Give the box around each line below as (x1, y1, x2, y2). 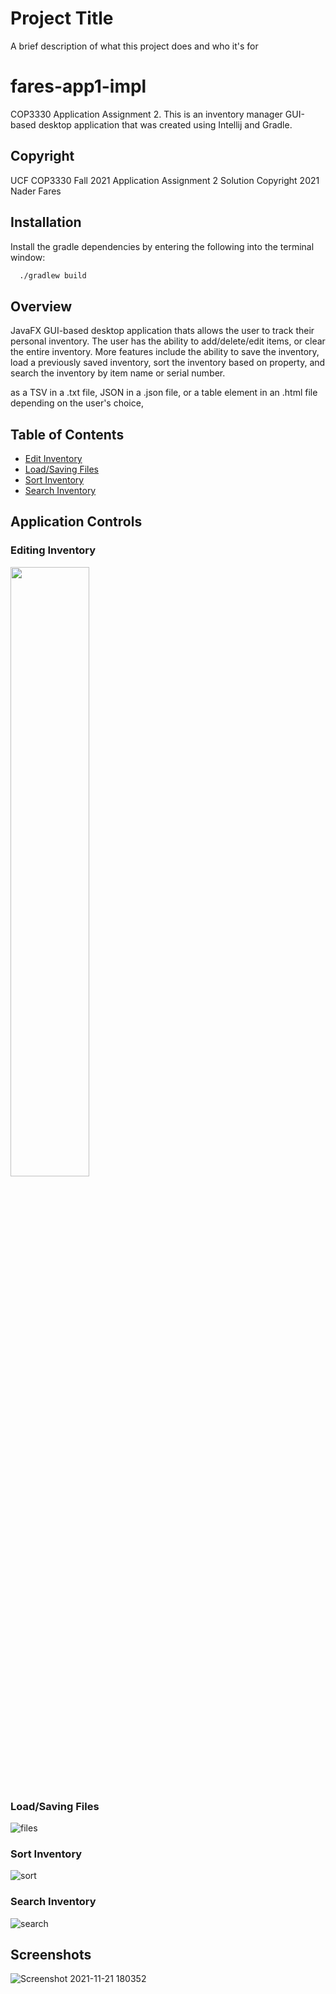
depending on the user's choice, (10, 397, 144, 409)
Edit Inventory (24, 453, 83, 464)
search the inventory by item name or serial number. (10, 367, 226, 379)
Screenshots (10, 1946, 92, 1963)
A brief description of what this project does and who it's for (10, 40, 259, 52)
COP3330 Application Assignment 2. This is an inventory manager (10, 108, 283, 120)
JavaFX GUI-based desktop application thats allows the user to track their (10, 325, 315, 337)
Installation (10, 214, 82, 231)
